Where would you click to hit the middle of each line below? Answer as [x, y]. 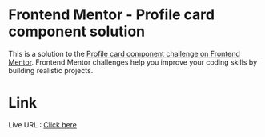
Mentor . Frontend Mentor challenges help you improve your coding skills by [133, 62]
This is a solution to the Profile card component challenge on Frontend [124, 53]
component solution [77, 31]
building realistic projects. [51, 70]
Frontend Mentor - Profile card [111, 15]
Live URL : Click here [43, 124]
